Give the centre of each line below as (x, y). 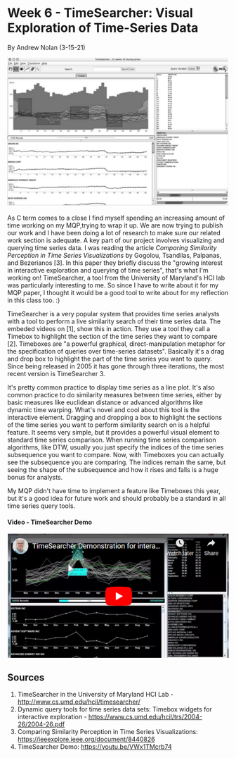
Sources (26, 677)
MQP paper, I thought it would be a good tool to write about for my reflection (118, 293)
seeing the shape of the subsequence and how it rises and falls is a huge (113, 470)
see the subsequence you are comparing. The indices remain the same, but (117, 462)
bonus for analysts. (35, 478)
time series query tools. (41, 506)
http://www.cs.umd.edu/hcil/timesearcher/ (79, 702)
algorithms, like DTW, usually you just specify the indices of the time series (116, 447)
